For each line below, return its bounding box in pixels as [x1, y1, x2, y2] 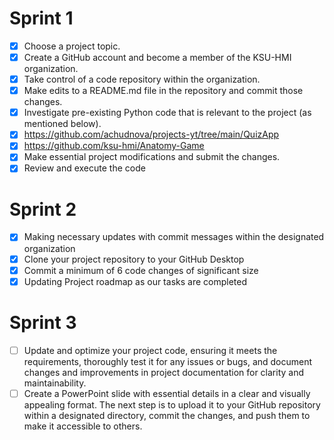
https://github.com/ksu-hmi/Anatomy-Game [23, 140, 205, 152]
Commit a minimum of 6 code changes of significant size [23, 264, 259, 276]
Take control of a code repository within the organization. [23, 73, 261, 86]
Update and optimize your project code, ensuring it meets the [23, 344, 278, 356]
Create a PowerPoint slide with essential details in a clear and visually [23, 387, 311, 399]
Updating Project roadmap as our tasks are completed [23, 275, 247, 287]
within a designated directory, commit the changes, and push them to [23, 409, 311, 421]
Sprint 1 [9, 7, 74, 30]
